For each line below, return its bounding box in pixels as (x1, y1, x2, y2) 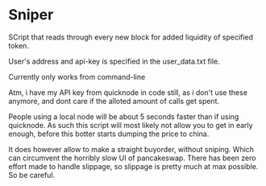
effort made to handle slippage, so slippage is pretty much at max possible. (8, 161, 259, 171)
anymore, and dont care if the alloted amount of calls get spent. (8, 96, 220, 105)
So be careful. (8, 170, 56, 180)
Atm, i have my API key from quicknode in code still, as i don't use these (8, 87, 248, 97)
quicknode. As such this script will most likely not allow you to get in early (8, 120, 253, 130)
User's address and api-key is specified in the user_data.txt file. (8, 56, 220, 66)
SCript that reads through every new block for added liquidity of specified (8, 32, 254, 42)
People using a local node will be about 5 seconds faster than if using (8, 111, 239, 122)
